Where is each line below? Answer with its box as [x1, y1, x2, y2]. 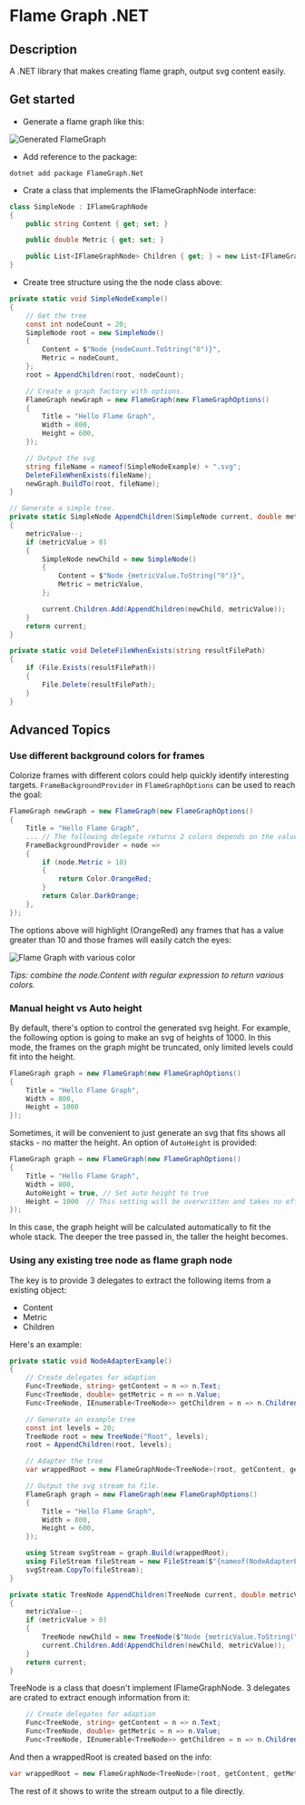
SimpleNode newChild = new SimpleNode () [42, 555, 197, 564]
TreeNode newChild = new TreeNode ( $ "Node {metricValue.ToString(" [42, 1632, 299, 1642]
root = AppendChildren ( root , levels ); [25, 1440, 172, 1449]
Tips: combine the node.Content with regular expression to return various [9, 969, 284, 981]
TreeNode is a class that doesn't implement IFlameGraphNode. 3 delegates [9, 1682, 290, 1693]
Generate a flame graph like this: [22, 115, 145, 127]
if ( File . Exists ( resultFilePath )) [25, 664, 156, 673]
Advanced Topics [9, 722, 111, 737]
